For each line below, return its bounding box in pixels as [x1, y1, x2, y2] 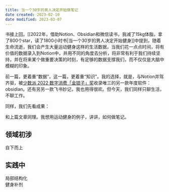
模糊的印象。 [5, 63, 32, 69]
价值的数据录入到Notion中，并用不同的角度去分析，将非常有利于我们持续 [5, 50, 156, 56]
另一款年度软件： [116, 80, 151, 86]
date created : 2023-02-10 [5, 12, 60, 17]
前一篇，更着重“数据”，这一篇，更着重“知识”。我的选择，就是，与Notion [5, 74, 155, 80]
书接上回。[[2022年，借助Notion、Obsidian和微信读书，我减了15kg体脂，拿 [5, 31, 163, 37]
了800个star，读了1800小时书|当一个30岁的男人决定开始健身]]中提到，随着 [5, 37, 161, 43]
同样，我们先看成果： [5, 103, 49, 109]
